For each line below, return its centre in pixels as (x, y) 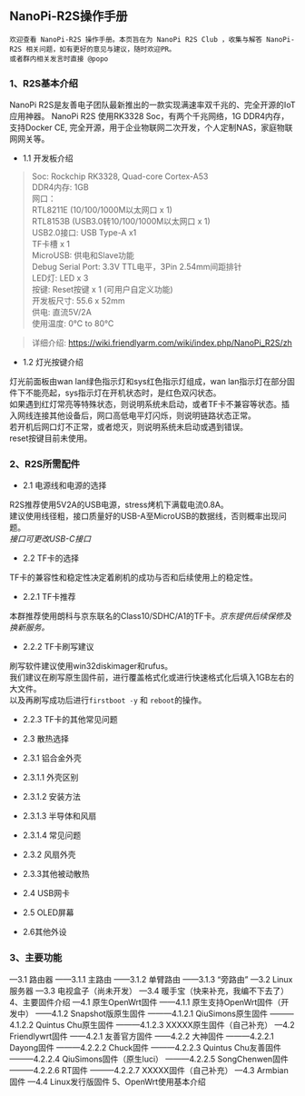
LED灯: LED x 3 (60, 278)
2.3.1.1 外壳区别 (50, 777)
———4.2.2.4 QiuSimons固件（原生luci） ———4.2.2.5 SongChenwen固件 (149, 1059)
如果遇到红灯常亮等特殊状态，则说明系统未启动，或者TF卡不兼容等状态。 (146, 404)
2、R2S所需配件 (44, 464)
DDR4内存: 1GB (60, 187)
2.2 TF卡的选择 (51, 558)
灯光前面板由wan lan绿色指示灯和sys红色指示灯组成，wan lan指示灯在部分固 (152, 382)
